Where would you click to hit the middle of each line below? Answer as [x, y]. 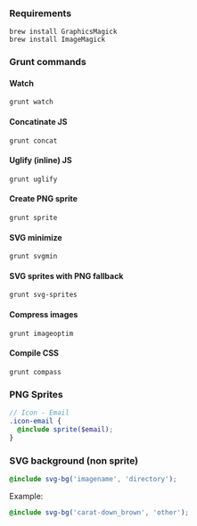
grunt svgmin [33, 257]
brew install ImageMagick [57, 40]
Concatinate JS [38, 122]
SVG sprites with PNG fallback [66, 275]
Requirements [41, 13]
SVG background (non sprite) [74, 460]
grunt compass [36, 372]
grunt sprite [33, 218]
